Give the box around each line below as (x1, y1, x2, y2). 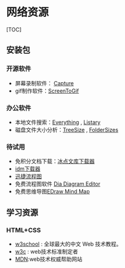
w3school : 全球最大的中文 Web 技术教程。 (14, 240, 122, 247)
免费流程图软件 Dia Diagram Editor (14, 180, 101, 188)
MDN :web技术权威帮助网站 (14, 255, 83, 263)
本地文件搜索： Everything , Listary (14, 119, 101, 126)
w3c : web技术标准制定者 (14, 247, 79, 255)
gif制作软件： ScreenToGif (14, 87, 79, 94)
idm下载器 (14, 165, 41, 172)
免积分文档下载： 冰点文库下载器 (14, 158, 95, 165)
